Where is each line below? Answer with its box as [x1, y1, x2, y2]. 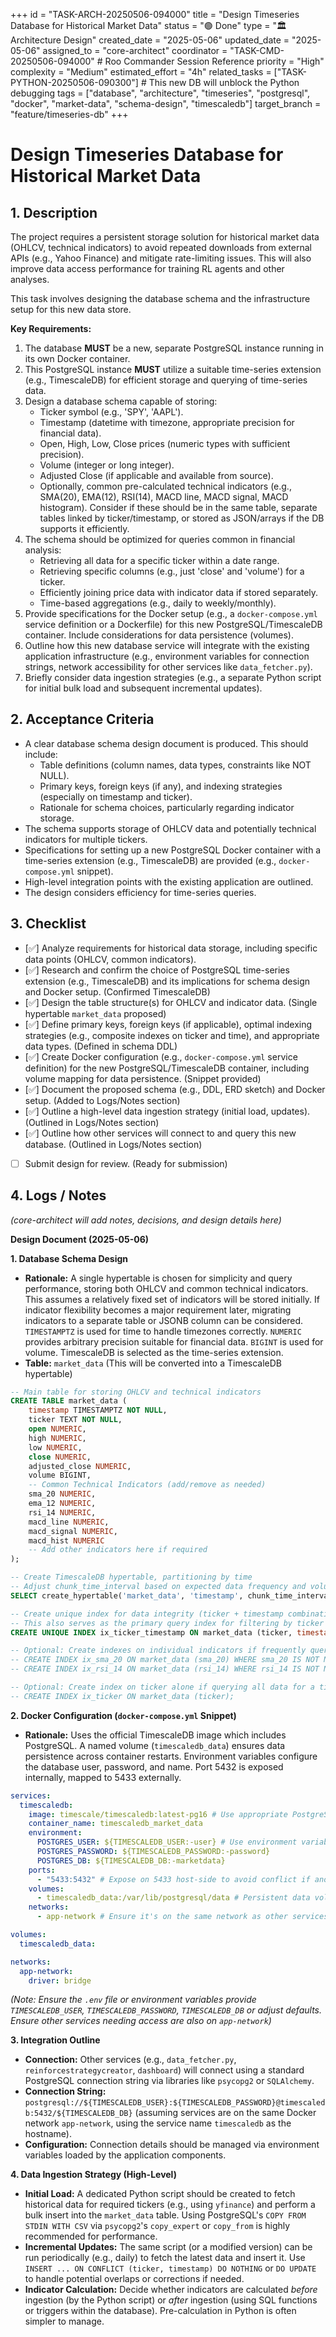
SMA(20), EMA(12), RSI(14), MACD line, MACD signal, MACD [39, 491, 289, 503]
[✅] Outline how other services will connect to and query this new [24, 1127, 297, 1139]
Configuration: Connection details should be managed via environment [24, 2139, 320, 2151]
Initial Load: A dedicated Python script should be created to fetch [24, 2188, 296, 2200]
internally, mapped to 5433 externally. [24, 1771, 182, 1783]
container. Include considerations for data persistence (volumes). [24, 629, 294, 641]
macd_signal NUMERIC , [28, 1526, 118, 1536]
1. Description [10, 204, 98, 221]
